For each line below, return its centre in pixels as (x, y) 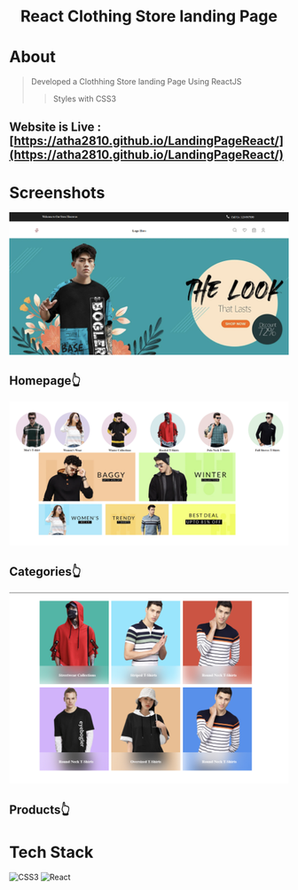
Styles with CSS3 (85, 99)
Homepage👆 (45, 381)
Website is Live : (55, 127)
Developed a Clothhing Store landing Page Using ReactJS (136, 82)
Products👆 (40, 810)
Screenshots (57, 192)
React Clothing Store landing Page (149, 16)
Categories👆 (45, 572)
